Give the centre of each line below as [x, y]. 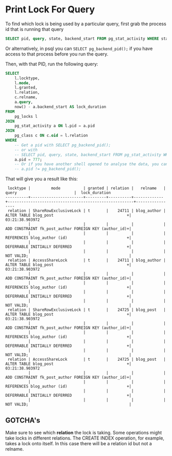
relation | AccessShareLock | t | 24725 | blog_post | [87, 359]
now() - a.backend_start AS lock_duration [60, 107]
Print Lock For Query [50, 10]
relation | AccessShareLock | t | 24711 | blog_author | [87, 260]
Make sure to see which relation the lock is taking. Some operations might [84, 433]
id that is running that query [35, 29]
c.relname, [26, 97]
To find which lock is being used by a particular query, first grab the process [86, 24]
